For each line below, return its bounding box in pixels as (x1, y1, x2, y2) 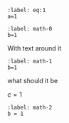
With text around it (7, 44, 62, 53)
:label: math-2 (7, 104, 53, 111)
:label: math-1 (7, 58, 53, 65)
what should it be (7, 77, 58, 85)
